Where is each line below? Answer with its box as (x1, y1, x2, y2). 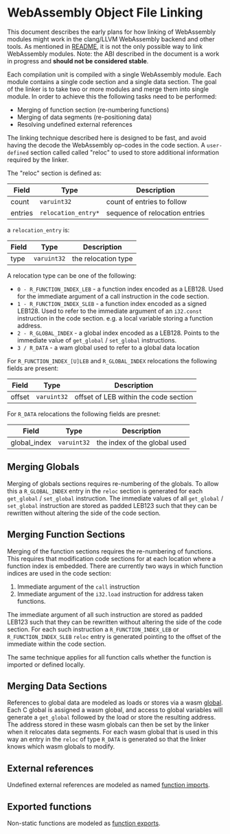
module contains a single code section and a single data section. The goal (7, 77, 217, 85)
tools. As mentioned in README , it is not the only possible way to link (7, 42, 203, 50)
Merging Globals (7, 461, 80, 473)
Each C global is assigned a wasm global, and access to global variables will (7, 706, 223, 714)
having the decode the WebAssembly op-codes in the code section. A (7, 141, 206, 149)
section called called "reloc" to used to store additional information (30, 148, 220, 156)
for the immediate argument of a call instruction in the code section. (16, 292, 209, 301)
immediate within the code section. (7, 640, 106, 648)
